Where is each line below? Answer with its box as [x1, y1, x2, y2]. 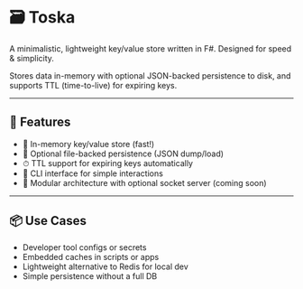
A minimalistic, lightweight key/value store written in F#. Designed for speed [9, 42, 292, 54]
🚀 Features [9, 115, 71, 130]
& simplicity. [9, 52, 54, 63]
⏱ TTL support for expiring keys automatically [22, 157, 194, 168]
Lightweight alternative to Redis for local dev [22, 261, 189, 272]
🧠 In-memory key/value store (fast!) [22, 138, 155, 149]
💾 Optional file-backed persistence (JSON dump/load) [22, 148, 224, 159]
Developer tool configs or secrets [22, 241, 147, 253]
